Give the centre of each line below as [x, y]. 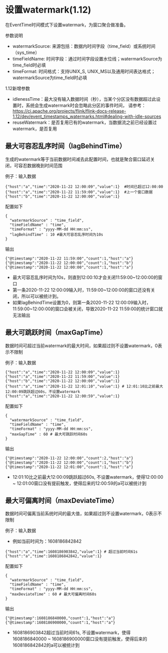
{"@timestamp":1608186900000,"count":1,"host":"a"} [60, 623]
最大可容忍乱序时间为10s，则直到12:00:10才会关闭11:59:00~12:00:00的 [85, 277]
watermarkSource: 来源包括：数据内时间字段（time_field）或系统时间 [84, 46]
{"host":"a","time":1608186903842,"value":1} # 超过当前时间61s [71, 552]
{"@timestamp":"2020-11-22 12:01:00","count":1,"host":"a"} [69, 467]
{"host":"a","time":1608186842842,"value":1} [53, 556]
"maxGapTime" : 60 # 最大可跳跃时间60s [49, 434]
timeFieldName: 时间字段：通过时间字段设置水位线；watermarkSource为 [87, 58]
